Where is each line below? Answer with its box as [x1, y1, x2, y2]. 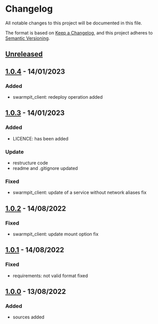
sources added [12, 314, 45, 320]
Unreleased [5, 50, 43, 58]
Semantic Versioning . [5, 35, 50, 41]
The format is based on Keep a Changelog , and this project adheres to [5, 30, 153, 36]
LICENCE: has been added [12, 135, 69, 141]
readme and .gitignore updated [12, 165, 78, 171]
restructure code [12, 160, 48, 166]
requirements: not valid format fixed [12, 273, 88, 279]
